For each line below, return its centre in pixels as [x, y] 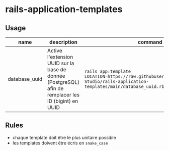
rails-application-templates [64, 9]
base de [57, 69]
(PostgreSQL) [63, 82]
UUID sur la [61, 63]
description [64, 42]
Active [55, 51]
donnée [56, 76]
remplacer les [63, 95]
